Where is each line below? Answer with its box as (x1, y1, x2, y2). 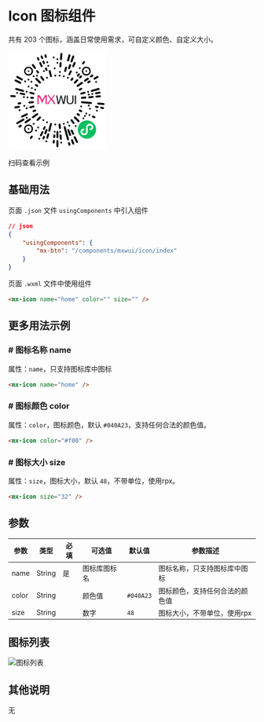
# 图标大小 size (8, 456, 66, 467)
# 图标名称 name (8, 345, 72, 356)
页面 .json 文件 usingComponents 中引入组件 (8, 205, 148, 214)
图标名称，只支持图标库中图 (158, 563, 249, 574)
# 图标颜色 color (8, 401, 70, 412)
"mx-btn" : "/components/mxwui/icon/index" (36, 247, 178, 255)
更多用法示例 (8, 319, 71, 332)
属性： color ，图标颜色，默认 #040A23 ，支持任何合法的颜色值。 (8, 420, 211, 429)
